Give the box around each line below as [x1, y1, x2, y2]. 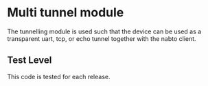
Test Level [7, 55, 52, 66]
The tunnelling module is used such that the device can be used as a [7, 27, 202, 35]
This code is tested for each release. [7, 72, 111, 81]
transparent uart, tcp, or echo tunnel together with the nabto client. [7, 34, 197, 42]
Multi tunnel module [7, 5, 124, 20]
